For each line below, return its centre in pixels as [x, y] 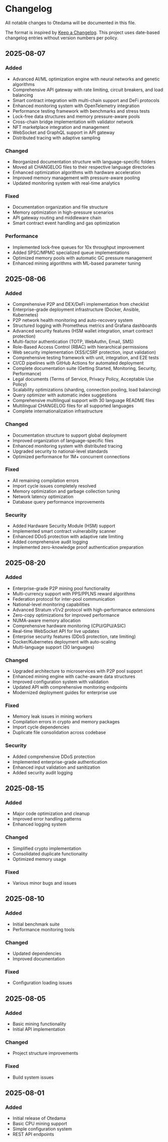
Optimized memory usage [39, 859]
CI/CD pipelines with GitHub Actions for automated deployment [78, 363]
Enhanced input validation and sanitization [56, 767]
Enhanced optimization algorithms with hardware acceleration [76, 172]
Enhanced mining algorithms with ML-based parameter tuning [77, 263]
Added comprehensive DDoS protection [54, 756]
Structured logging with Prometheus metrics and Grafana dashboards [85, 325]
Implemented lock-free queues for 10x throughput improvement [78, 247]
